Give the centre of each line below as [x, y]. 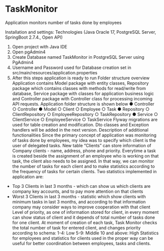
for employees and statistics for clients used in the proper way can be [82, 238]
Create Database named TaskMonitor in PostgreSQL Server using [78, 57]
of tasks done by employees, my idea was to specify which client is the [84, 140]
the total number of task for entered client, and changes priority [76, 228]
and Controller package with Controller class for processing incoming [82, 98]
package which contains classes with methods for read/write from [79, 88]
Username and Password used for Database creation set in [71, 68]
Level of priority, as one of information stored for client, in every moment [85, 212]
